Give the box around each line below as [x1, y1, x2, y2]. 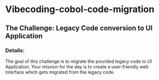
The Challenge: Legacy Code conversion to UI [5, 24, 153, 32]
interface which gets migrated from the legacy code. [5, 69, 115, 75]
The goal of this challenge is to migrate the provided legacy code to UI [5, 58, 152, 64]
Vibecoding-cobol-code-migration [5, 4, 154, 15]
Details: [5, 47, 25, 54]
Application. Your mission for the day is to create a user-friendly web [5, 63, 149, 69]
